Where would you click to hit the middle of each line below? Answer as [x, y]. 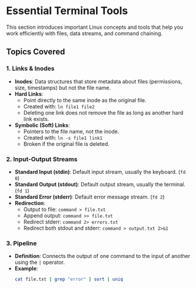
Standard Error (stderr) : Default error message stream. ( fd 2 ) [89, 197]
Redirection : [30, 203]
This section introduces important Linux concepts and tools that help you [95, 27]
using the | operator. [40, 262]
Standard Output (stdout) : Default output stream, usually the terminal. [100, 184]
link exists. [36, 119]
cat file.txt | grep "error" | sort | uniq [69, 279]
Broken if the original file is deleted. [67, 144]
